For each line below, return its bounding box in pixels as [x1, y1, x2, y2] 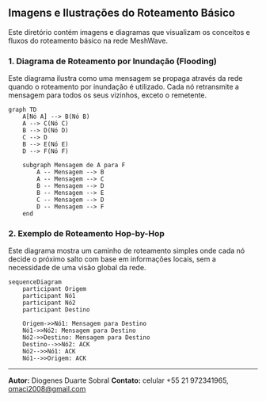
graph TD [8, 106, 37, 114]
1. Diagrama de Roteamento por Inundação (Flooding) [8, 55, 218, 67]
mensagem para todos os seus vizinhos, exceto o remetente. [8, 90, 207, 100]
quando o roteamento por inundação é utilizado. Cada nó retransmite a [8, 82, 240, 92]
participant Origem [22, 285, 87, 293]
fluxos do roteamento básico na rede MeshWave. [8, 36, 169, 45]
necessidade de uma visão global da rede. [8, 263, 146, 273]
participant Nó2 [22, 299, 77, 307]
